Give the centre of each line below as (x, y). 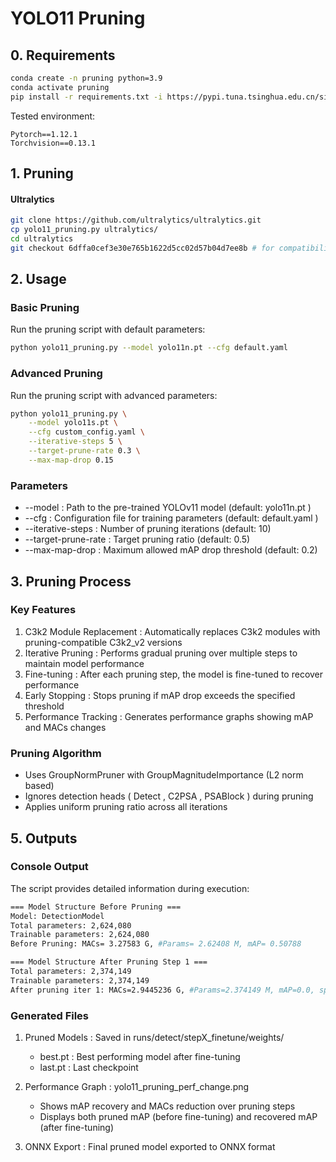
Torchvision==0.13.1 (53, 143)
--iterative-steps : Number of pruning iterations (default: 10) (148, 529)
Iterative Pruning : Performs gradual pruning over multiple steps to (161, 653)
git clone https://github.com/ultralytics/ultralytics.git (136, 220)
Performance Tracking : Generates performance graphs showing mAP (169, 716)
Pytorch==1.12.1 (44, 134)
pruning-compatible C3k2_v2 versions (103, 642)
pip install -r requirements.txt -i (86, 97)
